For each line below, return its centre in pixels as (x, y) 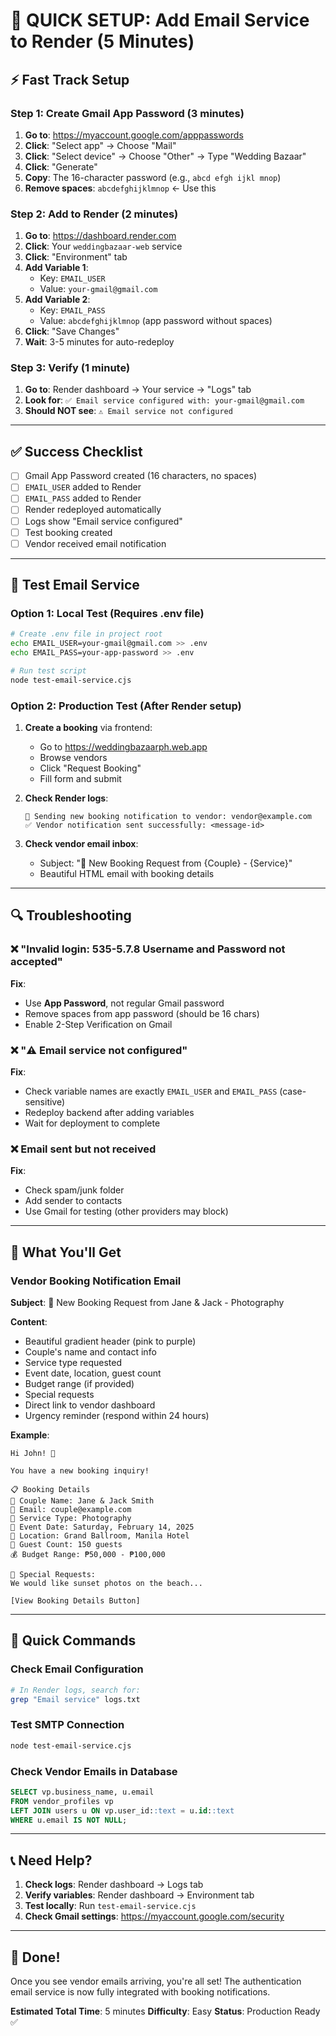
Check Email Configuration (77, 1669)
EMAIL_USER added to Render (83, 487)
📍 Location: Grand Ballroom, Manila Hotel (100, 1536)
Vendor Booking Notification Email (96, 1281)
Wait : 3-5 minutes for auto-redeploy (99, 342)
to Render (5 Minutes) (102, 41)
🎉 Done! (35, 1957)
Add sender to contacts (73, 1201)
